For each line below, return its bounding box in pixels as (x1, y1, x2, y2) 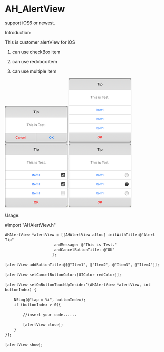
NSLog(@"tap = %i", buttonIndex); (14, 297, 86, 302)
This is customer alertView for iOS (5, 39, 76, 45)
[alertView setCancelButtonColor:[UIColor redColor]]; (5, 272, 122, 277)
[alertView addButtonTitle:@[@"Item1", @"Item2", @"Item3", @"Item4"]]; (5, 262, 160, 267)
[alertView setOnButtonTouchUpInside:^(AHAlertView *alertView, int (5, 282, 151, 287)
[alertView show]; (5, 342, 43, 347)
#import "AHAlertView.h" (5, 222, 56, 228)
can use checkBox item (12, 49, 61, 55)
